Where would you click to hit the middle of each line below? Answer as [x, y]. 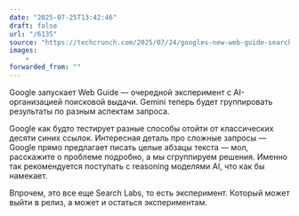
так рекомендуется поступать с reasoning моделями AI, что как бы [137, 166]
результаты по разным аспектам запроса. [89, 111]
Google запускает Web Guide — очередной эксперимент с [121, 92]
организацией [36, 101]
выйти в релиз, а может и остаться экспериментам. [108, 202]
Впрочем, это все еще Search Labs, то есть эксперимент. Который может [149, 193]
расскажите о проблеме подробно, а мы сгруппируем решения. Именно [148, 156]
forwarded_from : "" [45, 68]
